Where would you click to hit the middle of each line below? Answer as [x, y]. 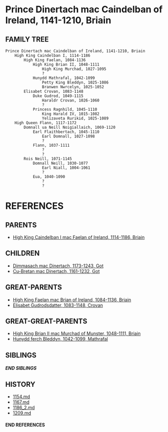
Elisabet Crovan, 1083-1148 [54, 91]
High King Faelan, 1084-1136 [55, 60]
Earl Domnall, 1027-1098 [68, 136]
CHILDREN [23, 253]
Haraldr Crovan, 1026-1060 [71, 101]
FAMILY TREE [27, 39]
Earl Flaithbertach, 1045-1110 [66, 132]
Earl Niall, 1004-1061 [66, 168]
